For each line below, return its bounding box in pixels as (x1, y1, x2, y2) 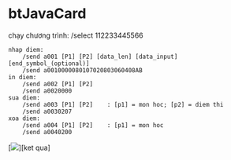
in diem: (8, 73, 37, 81)
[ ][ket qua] (8, 143, 51, 152)
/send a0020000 (22, 87, 73, 95)
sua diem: (8, 93, 41, 102)
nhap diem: (8, 45, 44, 53)
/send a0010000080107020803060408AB (22, 66, 143, 75)
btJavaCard (8, 5, 87, 23)
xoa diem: (8, 115, 41, 122)
